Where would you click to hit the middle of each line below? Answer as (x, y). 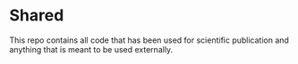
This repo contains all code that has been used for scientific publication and (149, 40)
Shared (37, 16)
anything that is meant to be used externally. (91, 49)
